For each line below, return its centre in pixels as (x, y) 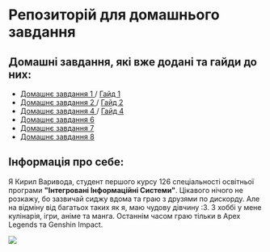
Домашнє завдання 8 (57, 136)
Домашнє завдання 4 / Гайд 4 (72, 111)
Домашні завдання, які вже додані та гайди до (133, 62)
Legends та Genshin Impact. (56, 225)
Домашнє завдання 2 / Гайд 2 (72, 102)
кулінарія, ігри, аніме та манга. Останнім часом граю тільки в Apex (124, 216)
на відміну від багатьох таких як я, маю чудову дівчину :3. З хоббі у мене (135, 207)
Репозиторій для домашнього (114, 15)
